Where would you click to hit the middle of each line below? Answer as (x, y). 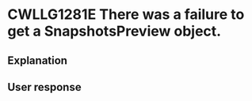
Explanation (38, 60)
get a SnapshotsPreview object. (115, 31)
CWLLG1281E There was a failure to (126, 15)
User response (44, 87)
